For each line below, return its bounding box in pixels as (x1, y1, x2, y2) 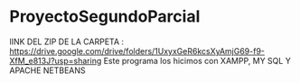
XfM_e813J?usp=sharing (9, 55, 102, 66)
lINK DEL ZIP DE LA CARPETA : (9, 36, 125, 47)
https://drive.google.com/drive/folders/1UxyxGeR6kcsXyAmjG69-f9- (9, 45, 265, 56)
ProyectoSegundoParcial (9, 6, 201, 27)
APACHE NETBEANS (9, 65, 86, 76)
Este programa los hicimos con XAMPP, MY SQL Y (103, 55, 291, 66)
